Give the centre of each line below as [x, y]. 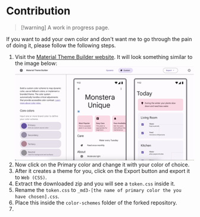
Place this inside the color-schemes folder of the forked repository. [96, 203]
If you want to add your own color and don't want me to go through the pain [99, 39]
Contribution [38, 11]
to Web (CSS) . [31, 178]
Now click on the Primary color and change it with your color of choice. [102, 165]
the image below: [36, 63]
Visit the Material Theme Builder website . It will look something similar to [104, 57]
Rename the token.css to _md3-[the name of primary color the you [98, 190]
